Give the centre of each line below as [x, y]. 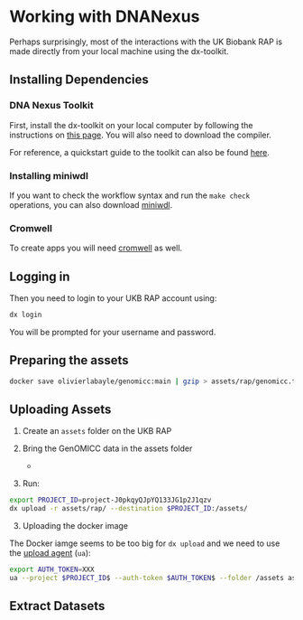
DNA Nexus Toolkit [52, 106]
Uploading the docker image [75, 526]
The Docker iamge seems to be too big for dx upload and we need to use [145, 543]
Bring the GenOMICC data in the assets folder [107, 448]
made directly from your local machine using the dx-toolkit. [119, 51]
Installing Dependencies [79, 80]
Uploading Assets [60, 409]
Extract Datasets [57, 606]
